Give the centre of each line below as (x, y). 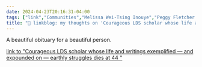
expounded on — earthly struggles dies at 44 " (64, 58)
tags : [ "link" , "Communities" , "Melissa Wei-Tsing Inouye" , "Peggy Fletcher (101, 17)
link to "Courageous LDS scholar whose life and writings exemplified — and (100, 51)
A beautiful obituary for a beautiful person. (59, 40)
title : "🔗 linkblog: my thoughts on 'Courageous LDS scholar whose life (99, 23)
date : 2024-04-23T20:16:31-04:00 (48, 12)
